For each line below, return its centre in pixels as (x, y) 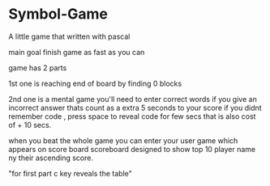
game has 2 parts (38, 68)
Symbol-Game (58, 14)
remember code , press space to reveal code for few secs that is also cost (132, 116)
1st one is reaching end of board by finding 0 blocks (95, 83)
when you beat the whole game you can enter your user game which (123, 140)
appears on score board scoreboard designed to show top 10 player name (132, 149)
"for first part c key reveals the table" (70, 173)
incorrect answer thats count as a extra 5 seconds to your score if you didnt (135, 108)
